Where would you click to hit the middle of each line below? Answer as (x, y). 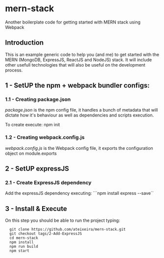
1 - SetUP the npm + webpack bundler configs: (78, 85)
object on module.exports (31, 153)
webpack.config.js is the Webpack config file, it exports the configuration (79, 148)
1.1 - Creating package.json (38, 99)
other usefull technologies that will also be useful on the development (75, 65)
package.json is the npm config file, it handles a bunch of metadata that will (82, 110)
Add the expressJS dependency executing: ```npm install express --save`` (79, 193)
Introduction (24, 43)
